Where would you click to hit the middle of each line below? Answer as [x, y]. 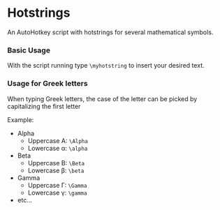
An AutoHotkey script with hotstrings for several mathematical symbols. [110, 32]
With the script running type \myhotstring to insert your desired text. [106, 66]
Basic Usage [29, 50]
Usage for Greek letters [48, 84]
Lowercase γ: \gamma [57, 193]
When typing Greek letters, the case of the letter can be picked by [102, 98]
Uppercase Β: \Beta [56, 163]
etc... [25, 200]
